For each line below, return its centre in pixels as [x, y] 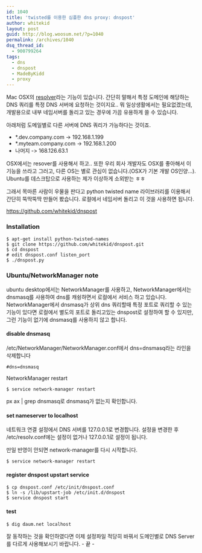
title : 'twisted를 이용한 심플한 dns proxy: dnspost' [71, 18]
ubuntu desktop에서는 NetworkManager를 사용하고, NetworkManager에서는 [99, 289]
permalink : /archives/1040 [40, 40]
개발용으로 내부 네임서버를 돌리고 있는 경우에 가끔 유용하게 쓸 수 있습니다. [92, 112]
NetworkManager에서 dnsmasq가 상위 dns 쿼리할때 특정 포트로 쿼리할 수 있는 [99, 304]
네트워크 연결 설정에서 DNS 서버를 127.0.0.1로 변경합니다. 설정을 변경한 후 [93, 430]
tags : [13, 57]
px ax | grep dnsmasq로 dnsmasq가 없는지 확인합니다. [72, 401]
